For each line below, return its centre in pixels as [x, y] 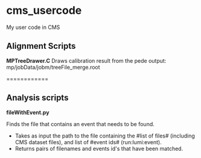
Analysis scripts [37, 98]
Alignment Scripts [41, 46]
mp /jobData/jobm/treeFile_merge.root [53, 67]
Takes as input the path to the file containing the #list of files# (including [105, 136]
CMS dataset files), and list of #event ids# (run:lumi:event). [88, 142]
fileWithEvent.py [28, 112]
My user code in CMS [33, 27]
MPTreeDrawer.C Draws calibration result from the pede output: [86, 60]
